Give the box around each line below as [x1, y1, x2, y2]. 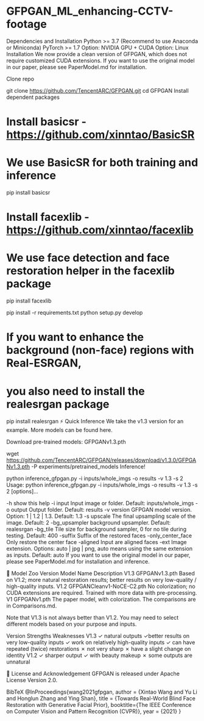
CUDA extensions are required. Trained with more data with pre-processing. [6, 589, 197, 597]
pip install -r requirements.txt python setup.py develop [6, 309, 143, 317]
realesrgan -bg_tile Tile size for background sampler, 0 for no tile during [6, 526, 187, 533]
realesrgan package [6, 397, 110, 411]
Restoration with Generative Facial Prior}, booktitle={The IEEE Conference [6, 701, 192, 709]
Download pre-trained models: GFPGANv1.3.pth [6, 438, 126, 446]
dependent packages [6, 93, 60, 101]
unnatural [6, 658, 30, 665]
